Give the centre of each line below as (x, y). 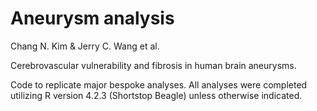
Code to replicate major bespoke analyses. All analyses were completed (159, 84)
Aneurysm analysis (92, 18)
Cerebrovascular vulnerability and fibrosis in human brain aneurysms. (153, 65)
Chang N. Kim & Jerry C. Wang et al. (85, 46)
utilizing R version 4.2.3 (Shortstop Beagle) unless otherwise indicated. (156, 95)
